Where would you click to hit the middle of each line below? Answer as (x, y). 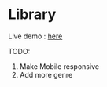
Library (32, 14)
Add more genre (46, 74)
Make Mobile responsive (59, 66)
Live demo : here (35, 36)
